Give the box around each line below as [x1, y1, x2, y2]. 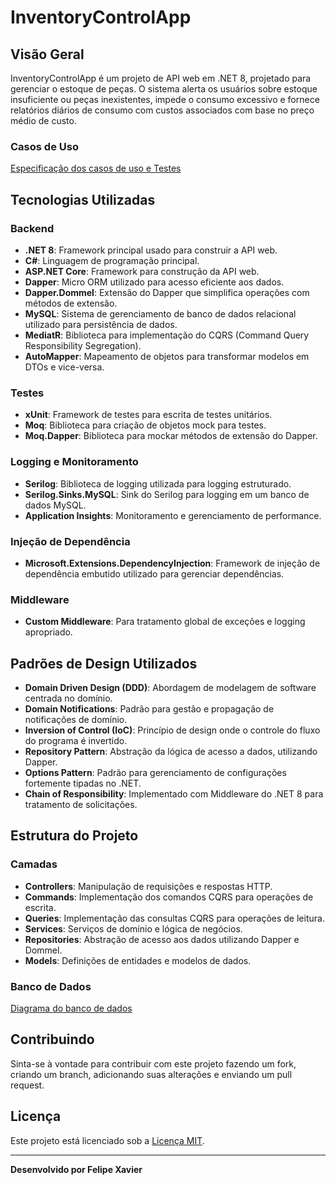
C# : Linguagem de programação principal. [24, 254, 200, 266]
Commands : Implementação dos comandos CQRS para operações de [24, 891, 314, 903]
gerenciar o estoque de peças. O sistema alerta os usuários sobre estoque [10, 83, 318, 95]
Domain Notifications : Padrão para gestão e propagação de [24, 702, 275, 715]
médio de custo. [10, 115, 77, 126]
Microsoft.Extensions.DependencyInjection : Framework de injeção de [24, 557, 321, 569]
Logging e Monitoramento [10, 455, 139, 469]
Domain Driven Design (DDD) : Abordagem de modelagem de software [24, 681, 317, 693]
